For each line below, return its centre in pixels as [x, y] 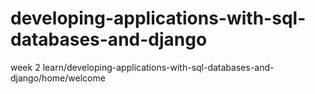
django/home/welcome [58, 78]
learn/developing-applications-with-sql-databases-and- [158, 67]
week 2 [25, 67]
